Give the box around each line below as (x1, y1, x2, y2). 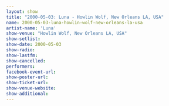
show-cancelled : (6, 58, 46, 64)
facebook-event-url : (6, 69, 57, 75)
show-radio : (6, 47, 35, 53)
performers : (6, 63, 35, 69)
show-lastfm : (6, 52, 38, 58)
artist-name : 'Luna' (6, 25, 57, 31)
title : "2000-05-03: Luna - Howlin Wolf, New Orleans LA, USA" (6, 14, 164, 20)
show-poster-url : (6, 74, 49, 80)
